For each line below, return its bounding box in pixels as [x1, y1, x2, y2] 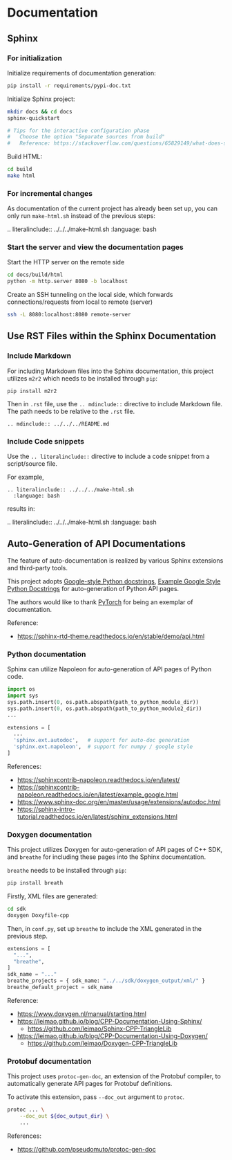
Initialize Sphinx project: [7, 95, 75, 103]
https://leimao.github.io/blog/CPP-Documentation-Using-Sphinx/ [17, 1017, 202, 1025]
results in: [7, 505, 35, 513]
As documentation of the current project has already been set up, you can [7, 204, 218, 212]
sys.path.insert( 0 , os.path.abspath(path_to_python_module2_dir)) [7, 705, 202, 712]
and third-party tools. [7, 563, 68, 572]
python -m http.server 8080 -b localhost [7, 278, 128, 285]
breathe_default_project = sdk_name [7, 984, 113, 991]
